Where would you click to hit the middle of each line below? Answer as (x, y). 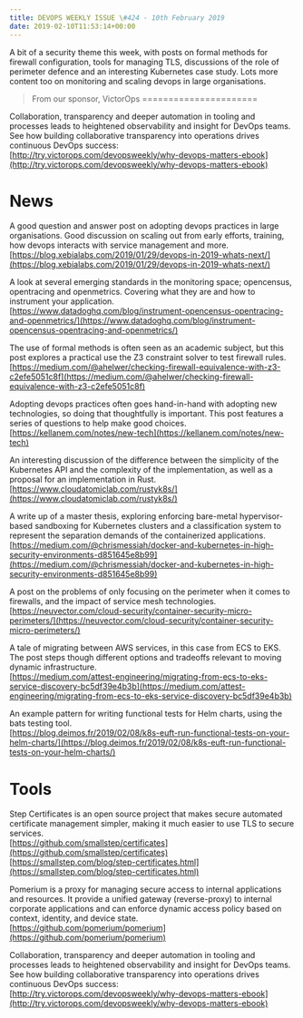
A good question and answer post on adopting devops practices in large (144, 226)
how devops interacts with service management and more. (119, 245)
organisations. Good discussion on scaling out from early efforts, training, (147, 236)
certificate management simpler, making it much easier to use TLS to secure (152, 824)
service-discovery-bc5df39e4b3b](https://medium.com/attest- (127, 687)
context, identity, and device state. (74, 918)
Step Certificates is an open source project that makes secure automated (146, 814)
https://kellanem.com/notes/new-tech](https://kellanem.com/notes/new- (148, 433)
